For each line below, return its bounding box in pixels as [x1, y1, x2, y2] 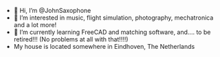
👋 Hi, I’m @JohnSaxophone [13, 7, 91, 14]
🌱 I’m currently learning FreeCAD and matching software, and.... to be [13, 28, 211, 36]
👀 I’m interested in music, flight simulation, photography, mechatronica [13, 14, 214, 22]
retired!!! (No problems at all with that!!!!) [13, 35, 129, 43]
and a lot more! [13, 21, 57, 28]
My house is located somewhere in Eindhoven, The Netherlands [13, 43, 195, 50]
